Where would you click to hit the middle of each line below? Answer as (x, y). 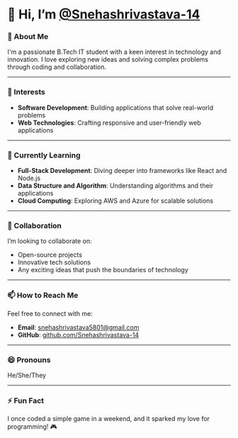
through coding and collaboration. (57, 67)
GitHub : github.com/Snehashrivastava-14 (78, 335)
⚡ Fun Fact (26, 400)
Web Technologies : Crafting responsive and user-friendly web (109, 123)
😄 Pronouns (29, 359)
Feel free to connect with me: (50, 313)
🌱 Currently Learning (44, 155)
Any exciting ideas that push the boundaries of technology (103, 270)
